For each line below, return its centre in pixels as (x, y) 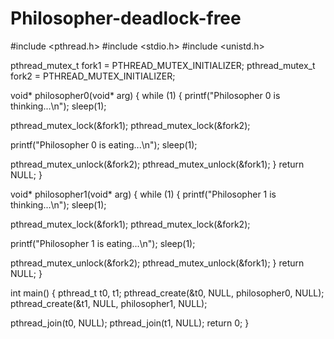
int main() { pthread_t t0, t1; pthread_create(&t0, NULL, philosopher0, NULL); (167, 293)
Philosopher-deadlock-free (126, 18)
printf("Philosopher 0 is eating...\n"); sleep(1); (104, 144)
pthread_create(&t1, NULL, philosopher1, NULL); (109, 303)
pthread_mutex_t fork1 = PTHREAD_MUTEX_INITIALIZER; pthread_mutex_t (163, 65)
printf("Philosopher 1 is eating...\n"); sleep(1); (103, 243)
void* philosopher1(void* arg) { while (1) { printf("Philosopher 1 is (143, 194)
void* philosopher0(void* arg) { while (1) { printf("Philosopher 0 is (145, 95)
